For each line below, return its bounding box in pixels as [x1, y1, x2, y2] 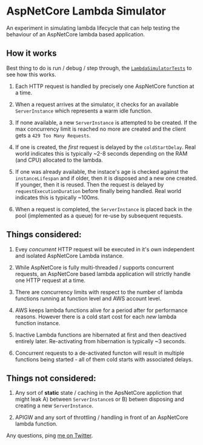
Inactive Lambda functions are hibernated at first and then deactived [15, 331, 187, 338]
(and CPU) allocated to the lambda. [15, 156, 103, 163]
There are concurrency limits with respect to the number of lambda [15, 288, 183, 295]
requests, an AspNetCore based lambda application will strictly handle [15, 270, 191, 277]
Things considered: [6, 229, 82, 240]
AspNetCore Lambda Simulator [6, 4, 167, 18]
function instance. [15, 319, 61, 326]
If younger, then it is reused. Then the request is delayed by [15, 180, 164, 188]
